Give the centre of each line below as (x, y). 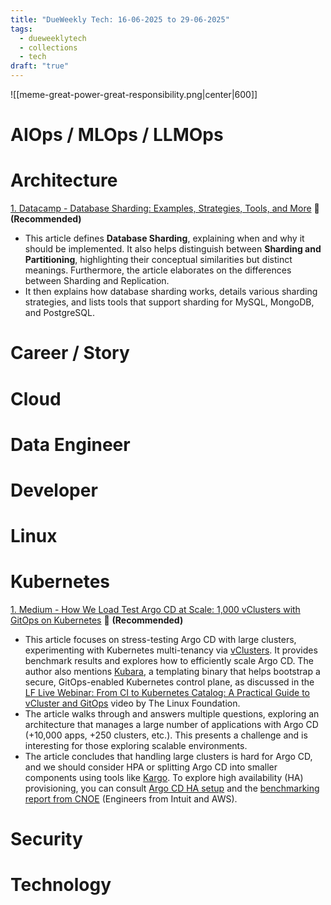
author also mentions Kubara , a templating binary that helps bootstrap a (172, 671)
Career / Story (70, 353)
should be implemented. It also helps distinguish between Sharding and (173, 249)
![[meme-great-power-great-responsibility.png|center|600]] (134, 94)
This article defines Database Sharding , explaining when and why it (164, 238)
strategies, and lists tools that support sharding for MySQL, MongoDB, (169, 302)
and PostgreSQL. (59, 313)
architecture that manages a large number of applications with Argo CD (171, 724)
